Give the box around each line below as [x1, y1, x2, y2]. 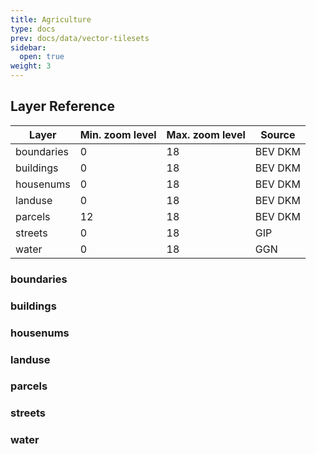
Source [260, 127, 296, 141]
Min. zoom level [79, 127, 157, 141]
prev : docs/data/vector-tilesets [10, 33, 150, 43]
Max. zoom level [166, 127, 246, 141]
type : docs [10, 24, 56, 34]
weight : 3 [10, 61, 52, 71]
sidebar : [10, 42, 47, 53]
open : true [19, 52, 65, 62]
